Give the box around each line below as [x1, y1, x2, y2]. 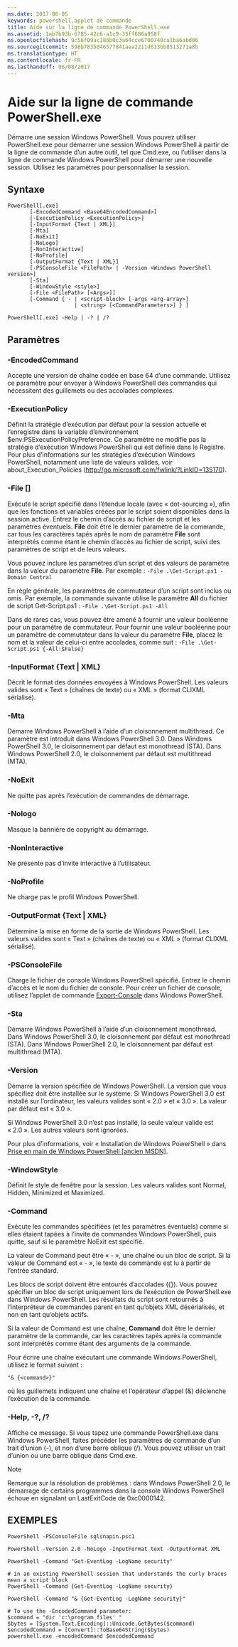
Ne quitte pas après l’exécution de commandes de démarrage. [7, 791, 190, 800]
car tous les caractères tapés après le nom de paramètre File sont [7, 529, 200, 538]
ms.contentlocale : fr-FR [7, 57, 81, 64]
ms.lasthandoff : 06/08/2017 [7, 63, 91, 70]
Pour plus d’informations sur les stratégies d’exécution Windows [7, 450, 195, 459]
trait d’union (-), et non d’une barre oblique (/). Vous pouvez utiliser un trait [7, 1444, 226, 1452]
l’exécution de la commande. [7, 1394, 92, 1403]
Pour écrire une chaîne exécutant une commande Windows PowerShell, [7, 1353, 217, 1362]
